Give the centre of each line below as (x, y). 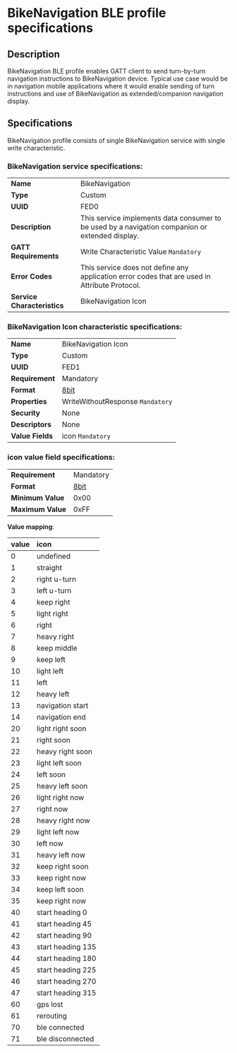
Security (26, 413)
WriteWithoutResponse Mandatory (117, 402)
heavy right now (63, 820)
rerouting (51, 1016)
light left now (58, 832)
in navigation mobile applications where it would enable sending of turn (111, 86)
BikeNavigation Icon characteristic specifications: (95, 327)
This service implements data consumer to (151, 219)
